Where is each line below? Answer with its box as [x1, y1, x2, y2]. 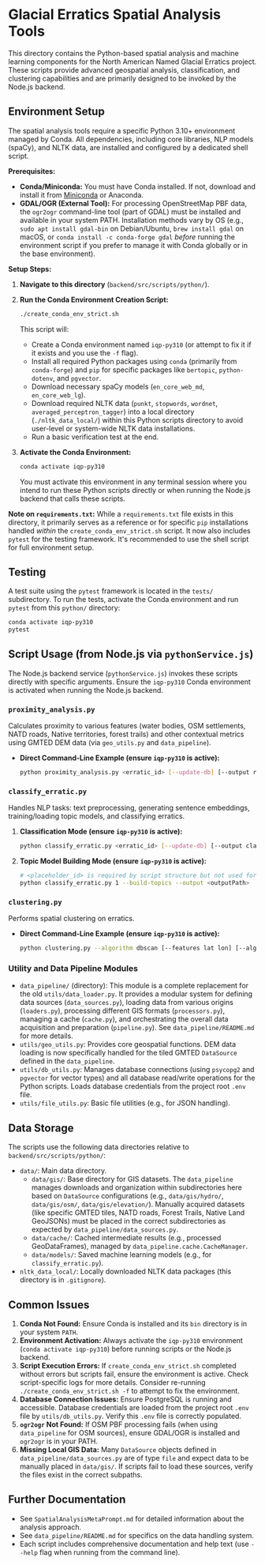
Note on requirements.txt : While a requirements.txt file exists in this [8, 509, 234, 518]
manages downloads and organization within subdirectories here [31, 1183, 242, 1192]
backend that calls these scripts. [19, 494, 126, 503]
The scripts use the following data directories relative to [8, 1142, 189, 1152]
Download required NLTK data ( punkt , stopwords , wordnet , [31, 398, 218, 408]
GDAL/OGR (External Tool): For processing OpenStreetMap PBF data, [19, 198, 247, 208]
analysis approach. [19, 1522, 81, 1532]
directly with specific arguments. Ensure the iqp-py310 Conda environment [8, 677, 251, 687]
